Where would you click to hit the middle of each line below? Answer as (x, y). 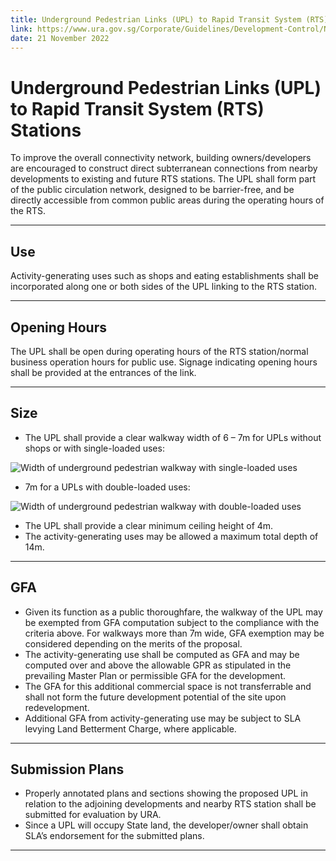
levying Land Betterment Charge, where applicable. (130, 728)
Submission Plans (67, 769)
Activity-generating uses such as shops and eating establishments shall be (164, 276)
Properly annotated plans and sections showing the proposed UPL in (166, 793)
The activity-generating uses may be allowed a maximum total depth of (171, 536)
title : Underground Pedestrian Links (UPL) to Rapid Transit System (156, 19)
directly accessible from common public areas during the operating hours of (167, 200)
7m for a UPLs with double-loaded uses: (107, 487)
